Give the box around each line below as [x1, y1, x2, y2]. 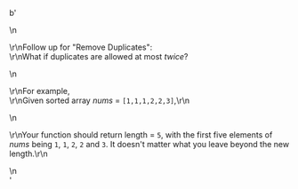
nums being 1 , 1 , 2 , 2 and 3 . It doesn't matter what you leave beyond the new [9, 139, 290, 149]
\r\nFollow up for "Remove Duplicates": [9, 42, 153, 52]
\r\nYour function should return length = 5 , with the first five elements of [9, 130, 273, 140]
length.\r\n [9, 148, 48, 159]
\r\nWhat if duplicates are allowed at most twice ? [9, 51, 189, 61]
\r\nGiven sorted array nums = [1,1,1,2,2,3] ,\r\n [9, 95, 190, 106]
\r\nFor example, [9, 86, 70, 96]
